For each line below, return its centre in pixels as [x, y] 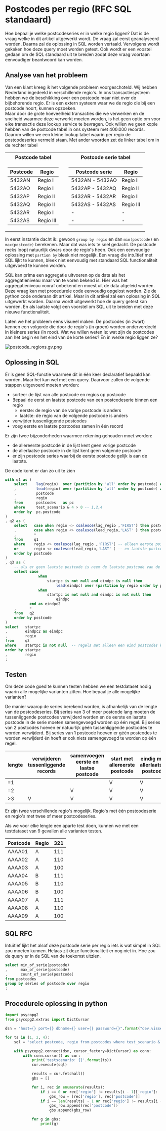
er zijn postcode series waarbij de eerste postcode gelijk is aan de [80, 456]
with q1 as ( [19, 480]
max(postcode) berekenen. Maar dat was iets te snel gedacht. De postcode [81, 244]
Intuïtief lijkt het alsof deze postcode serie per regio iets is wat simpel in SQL [83, 946]
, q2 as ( [15, 521]
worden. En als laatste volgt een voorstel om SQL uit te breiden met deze [79, 307]
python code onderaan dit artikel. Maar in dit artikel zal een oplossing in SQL [83, 296]
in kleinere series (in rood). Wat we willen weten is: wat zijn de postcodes [80, 332]
